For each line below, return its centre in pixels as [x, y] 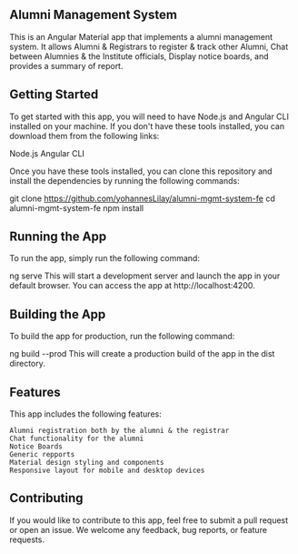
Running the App [58, 237]
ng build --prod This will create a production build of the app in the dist [142, 354]
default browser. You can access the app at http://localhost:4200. [133, 286]
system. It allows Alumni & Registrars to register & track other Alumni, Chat [149, 46]
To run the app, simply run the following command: [104, 258]
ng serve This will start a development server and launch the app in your [145, 276]
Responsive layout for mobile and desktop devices [107, 471]
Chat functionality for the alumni [77, 439]
